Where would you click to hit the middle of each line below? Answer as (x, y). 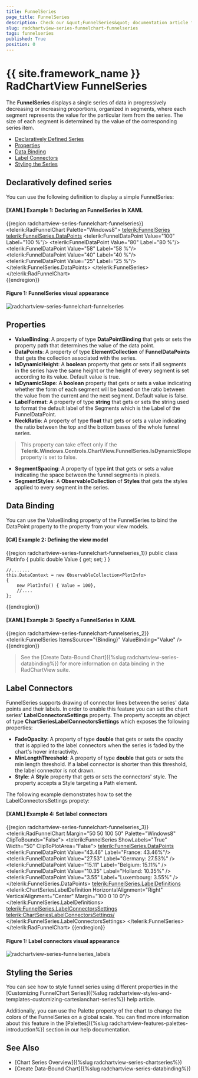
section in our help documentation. (88, 1030)
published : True (26, 39)
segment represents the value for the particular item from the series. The (95, 115)
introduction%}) (25, 1030)
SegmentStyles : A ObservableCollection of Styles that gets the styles (101, 481)
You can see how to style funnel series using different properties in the (92, 987)
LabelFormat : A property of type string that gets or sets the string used (102, 402)
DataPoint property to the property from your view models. (77, 526)
